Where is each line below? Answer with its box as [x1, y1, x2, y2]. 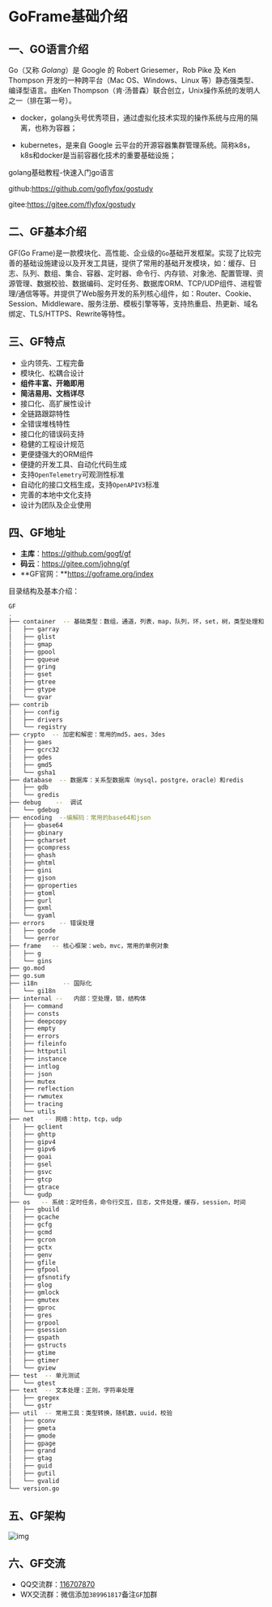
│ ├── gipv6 [8, 1145, 57, 1154]
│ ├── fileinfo [8, 1039, 67, 1048]
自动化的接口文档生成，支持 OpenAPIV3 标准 [19, 479, 160, 489]
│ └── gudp [8, 1190, 53, 1198]
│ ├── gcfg [8, 1221, 53, 1229]
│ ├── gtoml [8, 889, 57, 897]
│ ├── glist [8, 632, 57, 641]
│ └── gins [8, 957, 53, 965]
